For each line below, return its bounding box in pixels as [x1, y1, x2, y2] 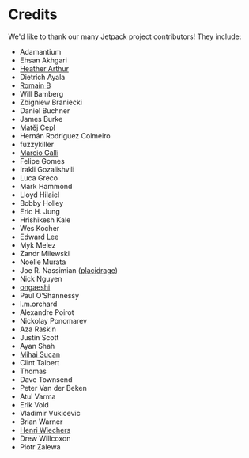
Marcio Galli [19, 148, 59, 157]
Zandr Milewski [19, 248, 70, 258]
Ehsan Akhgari [19, 55, 67, 65]
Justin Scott [19, 332, 59, 342]
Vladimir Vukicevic [19, 408, 81, 418]
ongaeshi [19, 282, 51, 292]
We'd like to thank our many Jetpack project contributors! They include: [8, 32, 242, 41]
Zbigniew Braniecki [19, 97, 83, 107]
